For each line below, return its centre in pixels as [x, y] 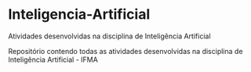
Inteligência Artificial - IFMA [53, 59]
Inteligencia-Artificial [79, 14]
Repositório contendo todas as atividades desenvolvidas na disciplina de [125, 51]
